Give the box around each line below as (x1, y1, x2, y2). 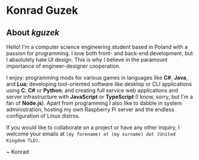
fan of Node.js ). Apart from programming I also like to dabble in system (6, 99, 182, 107)
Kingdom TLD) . (6, 137, 40, 144)
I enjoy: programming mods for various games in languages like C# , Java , (6, 74, 188, 81)
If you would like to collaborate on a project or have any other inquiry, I (6, 124, 180, 131)
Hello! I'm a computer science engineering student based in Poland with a (6, 43, 188, 50)
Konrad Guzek (6, 4, 79, 17)
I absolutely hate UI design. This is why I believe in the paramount (6, 56, 168, 63)
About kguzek (6, 28, 60, 38)
